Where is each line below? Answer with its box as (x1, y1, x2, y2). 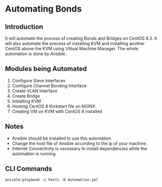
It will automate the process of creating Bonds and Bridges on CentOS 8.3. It (5, 35, 157, 41)
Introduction (5, 23, 44, 31)
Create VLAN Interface (12, 88, 58, 94)
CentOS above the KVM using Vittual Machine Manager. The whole (5, 46, 139, 51)
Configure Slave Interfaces (12, 77, 66, 83)
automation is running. (12, 151, 57, 157)
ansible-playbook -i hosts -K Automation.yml (5, 177, 98, 182)
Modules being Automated (5, 65, 87, 73)
